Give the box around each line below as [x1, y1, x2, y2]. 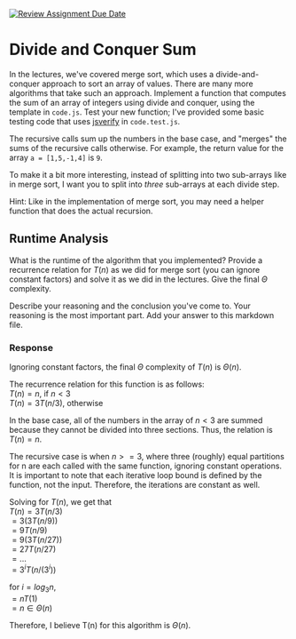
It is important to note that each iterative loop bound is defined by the [9, 470, 262, 481]
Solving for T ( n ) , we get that [9, 497, 113, 507]
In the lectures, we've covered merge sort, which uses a [9, 68, 214, 79]
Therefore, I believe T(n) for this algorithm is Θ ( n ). [9, 619, 191, 630]
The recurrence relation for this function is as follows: [9, 379, 206, 390]
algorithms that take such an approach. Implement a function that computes [9, 87, 286, 98]
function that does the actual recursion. [9, 205, 153, 216]
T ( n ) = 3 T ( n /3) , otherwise [9, 398, 104, 409]
